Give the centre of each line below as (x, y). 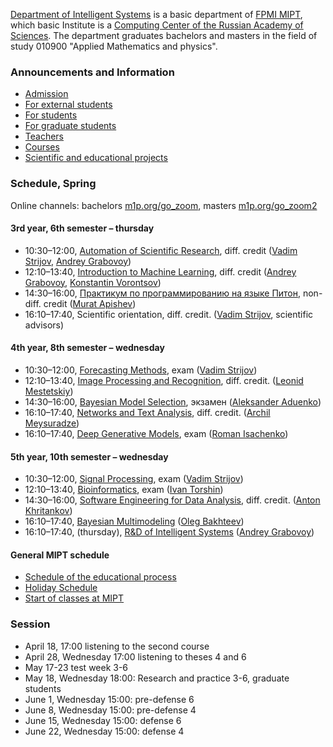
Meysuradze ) (52, 423)
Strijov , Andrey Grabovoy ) (78, 261)
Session (30, 624)
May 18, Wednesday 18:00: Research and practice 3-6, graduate (157, 678)
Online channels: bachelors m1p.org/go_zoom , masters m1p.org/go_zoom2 (164, 205)
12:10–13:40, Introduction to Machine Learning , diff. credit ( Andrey (160, 271)
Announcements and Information (92, 72)
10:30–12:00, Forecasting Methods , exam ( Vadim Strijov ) (141, 370)
